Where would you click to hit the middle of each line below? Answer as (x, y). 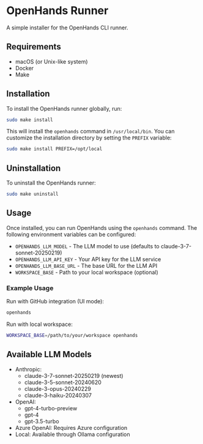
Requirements (34, 47)
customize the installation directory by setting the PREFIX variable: (89, 138)
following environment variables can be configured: (71, 234)
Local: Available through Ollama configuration (72, 434)
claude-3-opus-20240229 (58, 388)
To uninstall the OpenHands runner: (51, 183)
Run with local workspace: (40, 324)
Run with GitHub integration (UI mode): (55, 302)
